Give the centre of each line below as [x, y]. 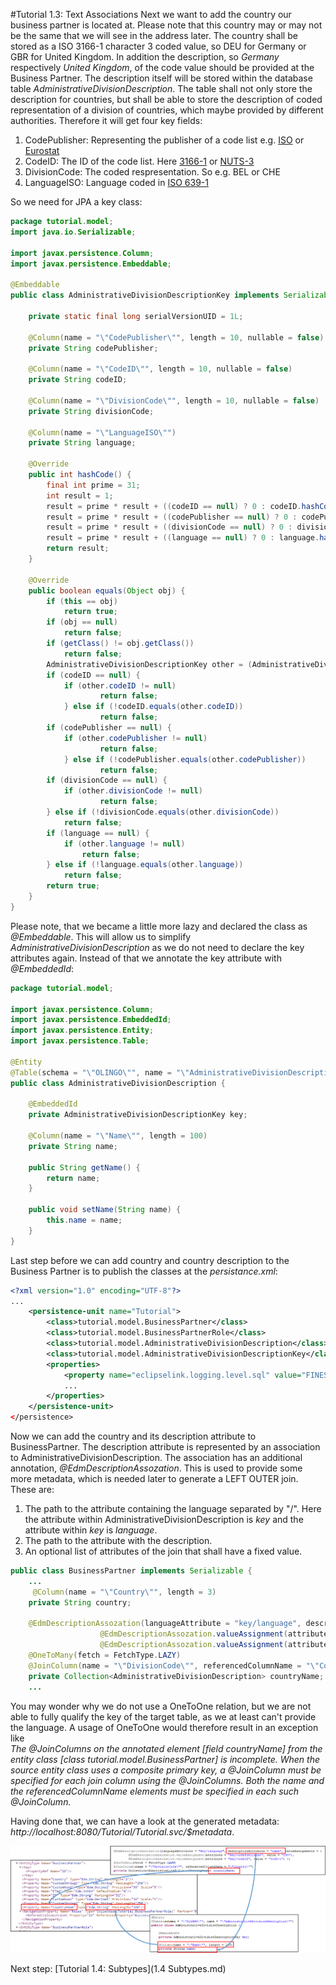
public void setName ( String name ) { [105, 1210]
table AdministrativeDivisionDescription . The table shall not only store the [161, 88]
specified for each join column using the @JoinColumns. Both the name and [167, 1780]
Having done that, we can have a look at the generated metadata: [145, 1821]
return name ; [73, 1178]
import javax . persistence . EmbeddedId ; [91, 1020]
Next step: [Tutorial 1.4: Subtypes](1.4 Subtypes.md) [118, 1969]
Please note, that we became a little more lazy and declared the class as [159, 926]
